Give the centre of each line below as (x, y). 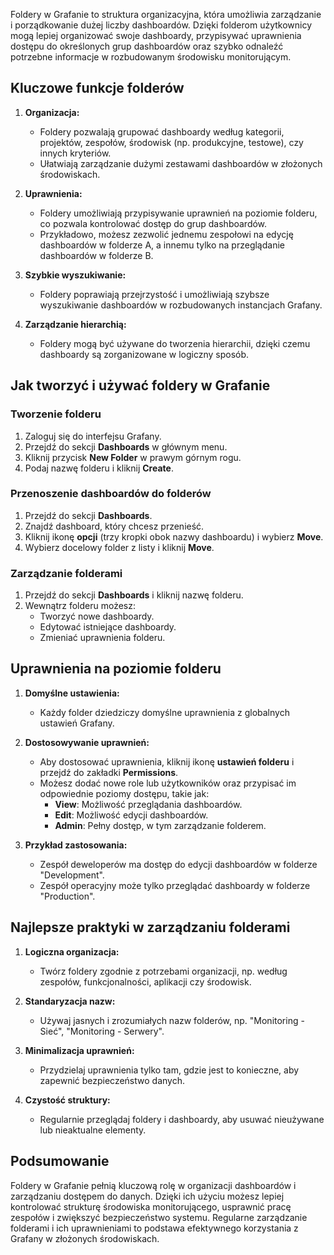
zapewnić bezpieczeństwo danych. (112, 1080)
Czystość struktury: (67, 1100)
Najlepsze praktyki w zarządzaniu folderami (150, 927)
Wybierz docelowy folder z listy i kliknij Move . (119, 547)
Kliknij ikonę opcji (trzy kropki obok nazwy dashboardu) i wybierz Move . (174, 536)
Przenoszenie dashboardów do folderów (111, 494)
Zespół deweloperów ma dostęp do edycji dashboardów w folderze (178, 864)
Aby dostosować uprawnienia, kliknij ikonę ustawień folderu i (167, 761)
